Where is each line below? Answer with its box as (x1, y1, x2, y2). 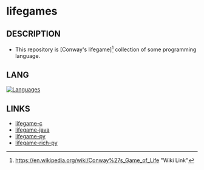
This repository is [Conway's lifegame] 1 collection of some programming (15, 44, 197, 53)
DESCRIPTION (6, 29, 61, 39)
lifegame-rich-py (15, 139, 58, 147)
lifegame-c (15, 120, 42, 127)
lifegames (6, 4, 58, 18)
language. (15, 52, 41, 59)
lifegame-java (15, 126, 50, 133)
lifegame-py (15, 133, 46, 140)
